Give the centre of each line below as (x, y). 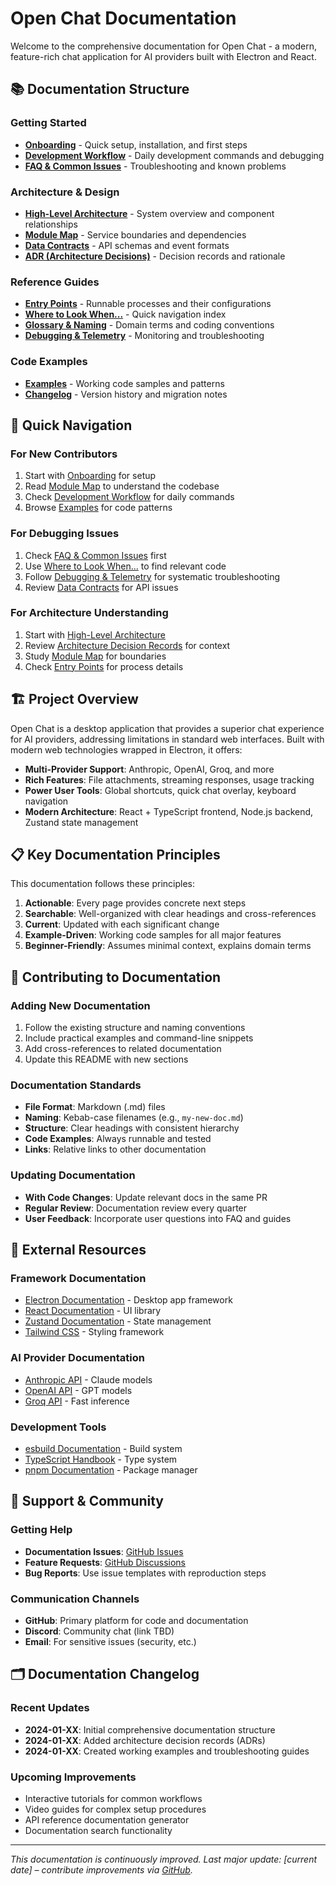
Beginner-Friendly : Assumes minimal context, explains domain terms (168, 946)
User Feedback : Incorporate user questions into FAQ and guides (158, 1218)
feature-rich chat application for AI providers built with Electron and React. (163, 56)
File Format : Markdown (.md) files (95, 1107)
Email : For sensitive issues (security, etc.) (110, 1641)
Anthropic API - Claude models (88, 1379)
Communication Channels (75, 1599)
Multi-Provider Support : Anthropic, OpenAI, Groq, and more (149, 769)
